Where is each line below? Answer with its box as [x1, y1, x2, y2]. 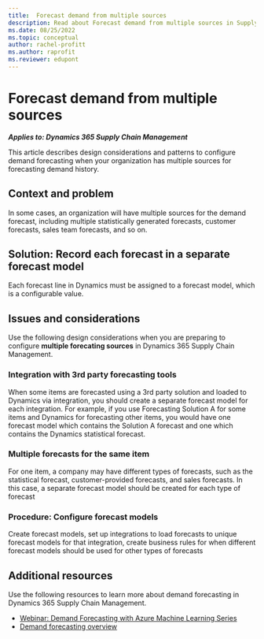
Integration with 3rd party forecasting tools [8, 370, 177, 381]
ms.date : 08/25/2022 [8, 26, 76, 34]
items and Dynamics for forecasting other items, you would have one [8, 412, 231, 422]
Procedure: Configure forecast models [8, 511, 159, 522]
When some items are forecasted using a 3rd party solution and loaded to [8, 387, 247, 396]
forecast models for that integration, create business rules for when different [8, 537, 256, 548]
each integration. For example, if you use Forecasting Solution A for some [8, 403, 246, 414]
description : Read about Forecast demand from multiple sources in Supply [8, 19, 258, 27]
